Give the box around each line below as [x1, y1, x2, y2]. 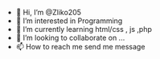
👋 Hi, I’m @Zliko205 [15, 8, 82, 17]
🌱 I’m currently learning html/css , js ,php [15, 25, 153, 33]
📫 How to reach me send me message [15, 42, 146, 51]
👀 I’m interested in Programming [15, 16, 123, 26]
